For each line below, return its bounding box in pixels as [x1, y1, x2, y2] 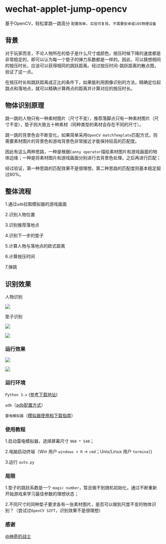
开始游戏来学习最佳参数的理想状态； [5, 491, 79, 497]
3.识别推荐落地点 [5, 222, 40, 228]
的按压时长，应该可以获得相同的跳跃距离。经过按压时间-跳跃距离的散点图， [5, 63, 159, 69]
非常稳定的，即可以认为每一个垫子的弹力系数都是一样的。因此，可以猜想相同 [5, 56, 161, 62]
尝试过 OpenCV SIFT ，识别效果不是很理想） [18, 508, 103, 513]
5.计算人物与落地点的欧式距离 [5, 243, 65, 249]
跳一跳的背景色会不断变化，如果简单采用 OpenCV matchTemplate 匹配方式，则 [5, 132, 158, 138]
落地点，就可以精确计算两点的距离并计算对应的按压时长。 [18, 85, 135, 91]
